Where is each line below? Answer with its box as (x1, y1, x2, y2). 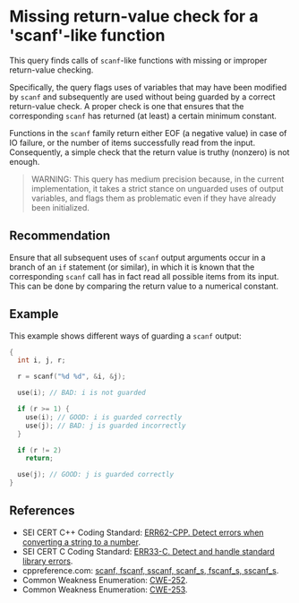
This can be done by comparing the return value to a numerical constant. (9, 280, 279, 291)
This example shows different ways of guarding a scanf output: (9, 330, 242, 341)
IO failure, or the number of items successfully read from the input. (9, 137, 256, 148)
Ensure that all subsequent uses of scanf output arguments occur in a (9, 252, 266, 263)
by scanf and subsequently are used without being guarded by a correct (9, 91, 276, 102)
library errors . (21, 556, 73, 566)
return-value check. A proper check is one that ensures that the (9, 100, 244, 111)
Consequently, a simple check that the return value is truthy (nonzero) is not (9, 146, 290, 158)
